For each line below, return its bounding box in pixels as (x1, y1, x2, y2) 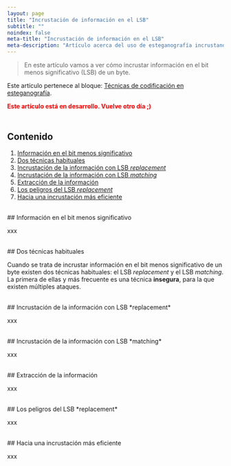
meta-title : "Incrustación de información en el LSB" (7, 36, 165, 43)
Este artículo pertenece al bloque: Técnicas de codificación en (7, 82, 184, 89)
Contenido (7, 131, 54, 142)
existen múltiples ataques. (7, 282, 81, 291)
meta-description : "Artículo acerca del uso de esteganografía (7, 42, 192, 49)
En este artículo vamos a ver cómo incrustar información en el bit (23, 61, 209, 69)
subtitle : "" (7, 23, 45, 30)
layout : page (7, 10, 45, 17)
